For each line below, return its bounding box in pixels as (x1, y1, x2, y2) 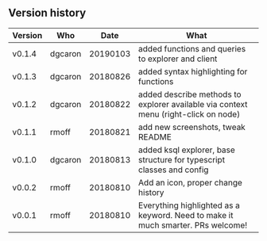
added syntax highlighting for (137, 66, 248, 77)
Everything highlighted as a (137, 200, 240, 211)
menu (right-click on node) (137, 109, 241, 120)
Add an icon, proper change (137, 177, 242, 188)
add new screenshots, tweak (137, 121, 246, 132)
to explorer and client (137, 53, 218, 64)
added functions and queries (137, 43, 246, 54)
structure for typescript (137, 154, 225, 165)
